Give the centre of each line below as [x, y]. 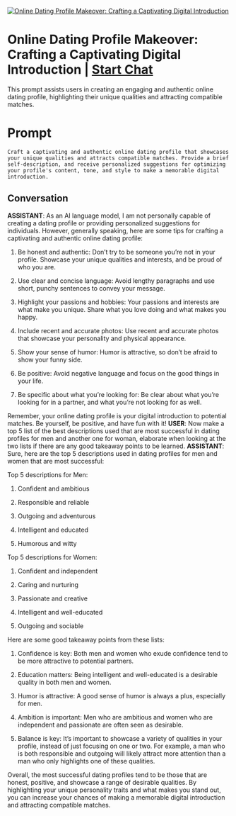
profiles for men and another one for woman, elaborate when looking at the [117, 438]
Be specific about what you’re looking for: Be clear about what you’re [118, 394]
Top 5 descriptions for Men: [48, 474]
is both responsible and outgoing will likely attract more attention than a [122, 753]
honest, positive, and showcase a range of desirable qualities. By [102, 782]
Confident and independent [58, 571]
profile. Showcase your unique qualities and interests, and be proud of [120, 259]
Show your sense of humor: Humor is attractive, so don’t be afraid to [117, 352]
